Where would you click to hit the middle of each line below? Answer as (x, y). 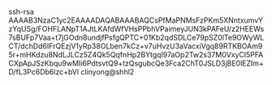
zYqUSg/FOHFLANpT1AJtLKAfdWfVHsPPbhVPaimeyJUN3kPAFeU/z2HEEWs (136, 29)
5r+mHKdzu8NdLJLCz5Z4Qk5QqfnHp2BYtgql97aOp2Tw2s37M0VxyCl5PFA (136, 55)
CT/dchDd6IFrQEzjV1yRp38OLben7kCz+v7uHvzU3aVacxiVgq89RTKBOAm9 (136, 46)
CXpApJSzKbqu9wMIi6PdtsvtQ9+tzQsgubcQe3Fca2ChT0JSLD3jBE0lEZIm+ (136, 63)
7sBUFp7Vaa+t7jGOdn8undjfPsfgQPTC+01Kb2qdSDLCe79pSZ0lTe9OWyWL (136, 37)
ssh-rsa (22, 12)
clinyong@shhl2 (108, 72)
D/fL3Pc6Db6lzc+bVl (44, 72)
